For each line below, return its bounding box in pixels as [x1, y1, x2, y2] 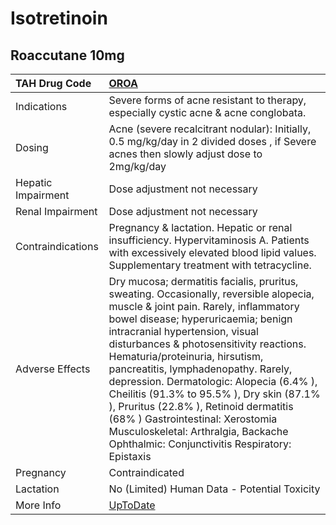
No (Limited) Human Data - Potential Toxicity [108, 482, 321, 496]
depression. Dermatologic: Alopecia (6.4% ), [108, 375, 318, 388]
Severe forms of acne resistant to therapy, [108, 93, 307, 107]
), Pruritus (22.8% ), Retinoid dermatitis [108, 400, 294, 413]
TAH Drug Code [15, 77, 92, 90]
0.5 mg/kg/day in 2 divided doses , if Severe [108, 135, 317, 148]
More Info [15, 498, 62, 512]
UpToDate [108, 498, 156, 512]
